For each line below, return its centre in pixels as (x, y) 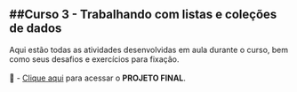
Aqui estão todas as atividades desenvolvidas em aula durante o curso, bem (149, 50)
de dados (36, 29)
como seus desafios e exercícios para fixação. (94, 59)
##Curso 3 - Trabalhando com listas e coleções (143, 15)
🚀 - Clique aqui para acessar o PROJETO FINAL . (98, 78)
